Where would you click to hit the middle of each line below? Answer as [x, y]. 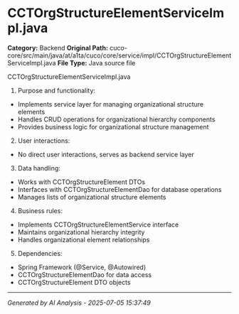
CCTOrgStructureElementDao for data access [84, 274]
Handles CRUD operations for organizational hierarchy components [116, 119]
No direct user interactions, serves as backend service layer [106, 154]
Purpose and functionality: [57, 90]
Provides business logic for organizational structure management [113, 126]
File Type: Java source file [96, 63]
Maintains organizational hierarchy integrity [81, 232]
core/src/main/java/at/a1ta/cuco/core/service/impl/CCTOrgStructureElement [119, 55]
